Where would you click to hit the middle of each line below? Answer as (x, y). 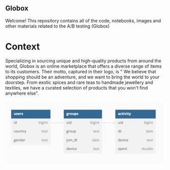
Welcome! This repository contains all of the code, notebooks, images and (83, 20)
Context (23, 47)
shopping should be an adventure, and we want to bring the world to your (82, 77)
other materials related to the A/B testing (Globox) (58, 26)
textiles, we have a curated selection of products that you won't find (77, 88)
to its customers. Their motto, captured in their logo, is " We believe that (81, 71)
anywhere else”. (22, 93)
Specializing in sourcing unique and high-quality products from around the (83, 61)
